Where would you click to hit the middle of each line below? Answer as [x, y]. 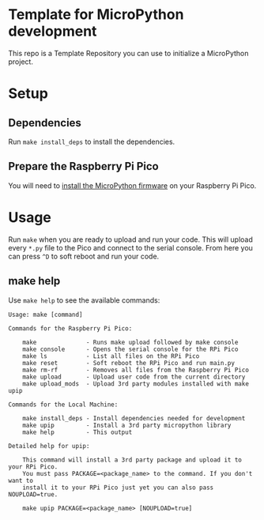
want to [21, 480]
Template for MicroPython [96, 15]
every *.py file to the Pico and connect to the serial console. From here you [130, 247]
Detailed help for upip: [49, 446]
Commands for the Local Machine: [63, 405]
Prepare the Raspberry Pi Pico [84, 166]
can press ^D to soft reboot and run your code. [84, 256]
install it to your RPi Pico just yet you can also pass [118, 488]
